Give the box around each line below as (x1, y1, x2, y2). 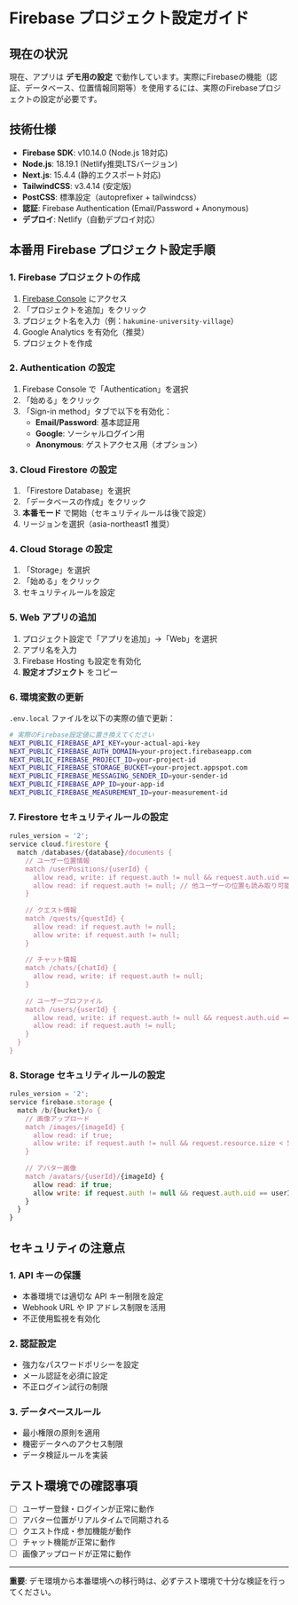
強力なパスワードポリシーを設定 (21, 1359, 139, 1370)
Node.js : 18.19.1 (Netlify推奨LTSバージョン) (21, 158, 178, 169)
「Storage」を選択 (21, 565, 90, 575)
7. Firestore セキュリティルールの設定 (9, 810, 169, 823)
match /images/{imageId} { (25, 1122, 125, 1132)
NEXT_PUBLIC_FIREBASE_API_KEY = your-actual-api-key (9, 739, 200, 747)
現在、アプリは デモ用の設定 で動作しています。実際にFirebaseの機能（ (9, 72, 271, 82)
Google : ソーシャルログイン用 (35, 428, 145, 439)
